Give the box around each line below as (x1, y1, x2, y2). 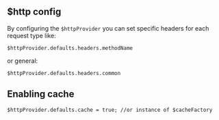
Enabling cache (7, 89, 75, 100)
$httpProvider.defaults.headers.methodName (7, 44, 133, 51)
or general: (7, 57, 38, 65)
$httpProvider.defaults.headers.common (7, 70, 121, 76)
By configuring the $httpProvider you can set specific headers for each (7, 24, 209, 32)
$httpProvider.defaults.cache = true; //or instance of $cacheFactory (7, 106, 213, 113)
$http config (7, 6, 62, 18)
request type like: (7, 31, 56, 40)
